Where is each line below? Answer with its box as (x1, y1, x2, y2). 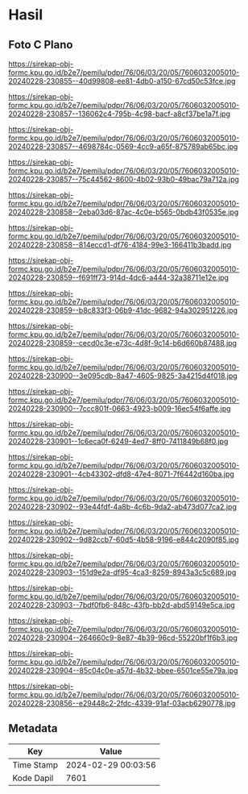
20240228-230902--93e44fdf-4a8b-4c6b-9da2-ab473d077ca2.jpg (8, 502, 238, 511)
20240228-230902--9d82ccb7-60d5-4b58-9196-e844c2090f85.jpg (8, 534, 239, 544)
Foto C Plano (8, 38, 73, 52)
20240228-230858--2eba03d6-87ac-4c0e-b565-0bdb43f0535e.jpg (8, 207, 239, 217)
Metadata (8, 721, 58, 735)
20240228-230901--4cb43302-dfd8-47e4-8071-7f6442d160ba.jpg (8, 469, 235, 479)
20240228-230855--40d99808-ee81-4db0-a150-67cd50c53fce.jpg (8, 77, 236, 85)
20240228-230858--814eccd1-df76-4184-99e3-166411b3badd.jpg (8, 240, 232, 249)
